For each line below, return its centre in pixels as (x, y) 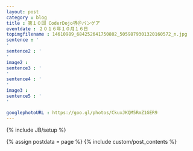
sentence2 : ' (24, 51)
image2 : (17, 62)
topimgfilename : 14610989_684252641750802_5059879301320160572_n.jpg (97, 34)
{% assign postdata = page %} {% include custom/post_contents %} (92, 141)
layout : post (23, 12)
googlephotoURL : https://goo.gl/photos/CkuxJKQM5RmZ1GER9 (82, 112)
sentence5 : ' (24, 96)
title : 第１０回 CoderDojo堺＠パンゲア (53, 23)
